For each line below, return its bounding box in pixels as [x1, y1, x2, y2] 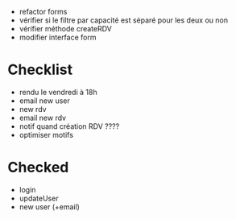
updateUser [19, 193, 59, 203]
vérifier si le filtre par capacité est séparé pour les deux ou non [19, 15, 229, 25]
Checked [7, 159, 69, 176]
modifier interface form [19, 32, 97, 42]
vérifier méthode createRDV [19, 24, 112, 33]
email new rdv [19, 113, 66, 122]
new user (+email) [19, 201, 80, 212]
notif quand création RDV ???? [19, 121, 120, 131]
